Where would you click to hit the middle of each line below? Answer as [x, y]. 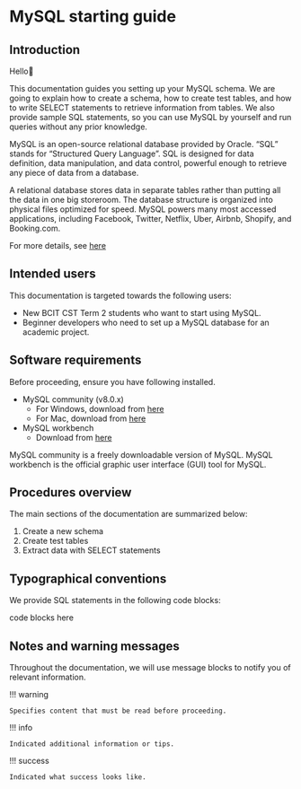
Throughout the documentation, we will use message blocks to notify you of [150, 668]
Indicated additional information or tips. [92, 744]
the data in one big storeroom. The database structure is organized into [142, 200]
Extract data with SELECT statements [91, 550]
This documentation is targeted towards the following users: [120, 295]
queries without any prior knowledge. [79, 127]
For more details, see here [58, 245]
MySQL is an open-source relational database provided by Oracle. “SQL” [144, 144]
